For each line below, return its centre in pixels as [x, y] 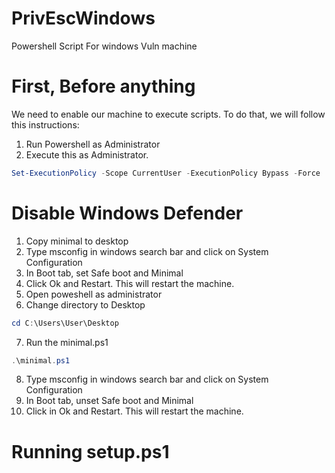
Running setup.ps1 [90, 451]
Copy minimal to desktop [77, 241]
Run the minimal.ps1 [67, 342]
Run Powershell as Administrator [93, 144]
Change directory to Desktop [85, 304]
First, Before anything [103, 86]
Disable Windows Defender [127, 213]
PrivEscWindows [83, 18]
